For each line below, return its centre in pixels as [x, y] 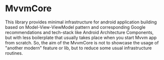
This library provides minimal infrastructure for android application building [81, 22]
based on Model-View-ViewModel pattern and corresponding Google [75, 27]
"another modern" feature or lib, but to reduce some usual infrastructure [78, 48]
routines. [14, 53]
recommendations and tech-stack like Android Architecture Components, [79, 32]
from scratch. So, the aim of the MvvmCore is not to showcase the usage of [82, 42]
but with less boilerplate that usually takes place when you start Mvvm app [81, 38]
